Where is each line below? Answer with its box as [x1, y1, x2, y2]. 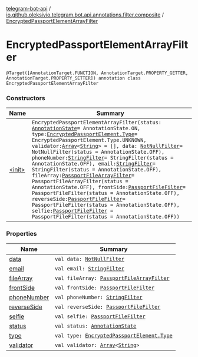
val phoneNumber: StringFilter [55, 294, 143, 300]
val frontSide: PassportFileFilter [55, 284, 155, 291]
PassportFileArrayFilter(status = [31, 178, 128, 185]
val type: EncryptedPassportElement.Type [55, 332, 173, 339]
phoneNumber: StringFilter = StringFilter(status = [31, 154, 174, 161]
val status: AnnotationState [55, 322, 137, 329]
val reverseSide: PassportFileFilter [55, 303, 161, 310]
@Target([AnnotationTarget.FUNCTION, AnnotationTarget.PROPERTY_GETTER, [6, 70, 189, 76]
